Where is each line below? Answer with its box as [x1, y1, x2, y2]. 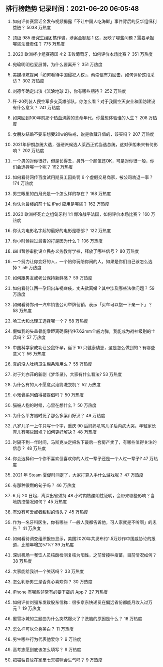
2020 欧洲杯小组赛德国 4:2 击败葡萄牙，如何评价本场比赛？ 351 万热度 [12, 51, 153, 57]
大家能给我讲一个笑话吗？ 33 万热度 [12, 568, 84, 574]
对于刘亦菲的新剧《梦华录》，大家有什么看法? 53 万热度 [12, 371, 122, 377]
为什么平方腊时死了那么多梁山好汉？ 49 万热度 [12, 412, 105, 418]
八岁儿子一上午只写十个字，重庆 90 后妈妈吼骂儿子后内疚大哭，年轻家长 [12, 423, 156, 428]
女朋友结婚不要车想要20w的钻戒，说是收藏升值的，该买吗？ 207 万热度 [12, 131, 154, 137]
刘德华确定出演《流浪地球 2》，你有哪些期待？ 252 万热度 [12, 88, 126, 94]
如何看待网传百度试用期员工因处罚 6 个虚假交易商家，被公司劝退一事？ [12, 174, 154, 180]
